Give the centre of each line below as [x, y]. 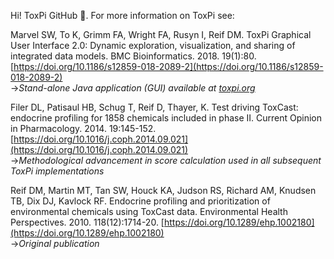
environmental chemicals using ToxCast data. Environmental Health [149, 211]
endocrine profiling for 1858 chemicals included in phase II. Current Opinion [166, 118]
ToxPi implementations [57, 171]
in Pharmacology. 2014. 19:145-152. [83, 128]
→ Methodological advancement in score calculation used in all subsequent [166, 160]
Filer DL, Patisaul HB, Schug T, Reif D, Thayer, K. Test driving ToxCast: [154, 107]
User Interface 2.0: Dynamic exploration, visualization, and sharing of [153, 45]
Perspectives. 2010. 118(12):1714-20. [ [87, 222]
